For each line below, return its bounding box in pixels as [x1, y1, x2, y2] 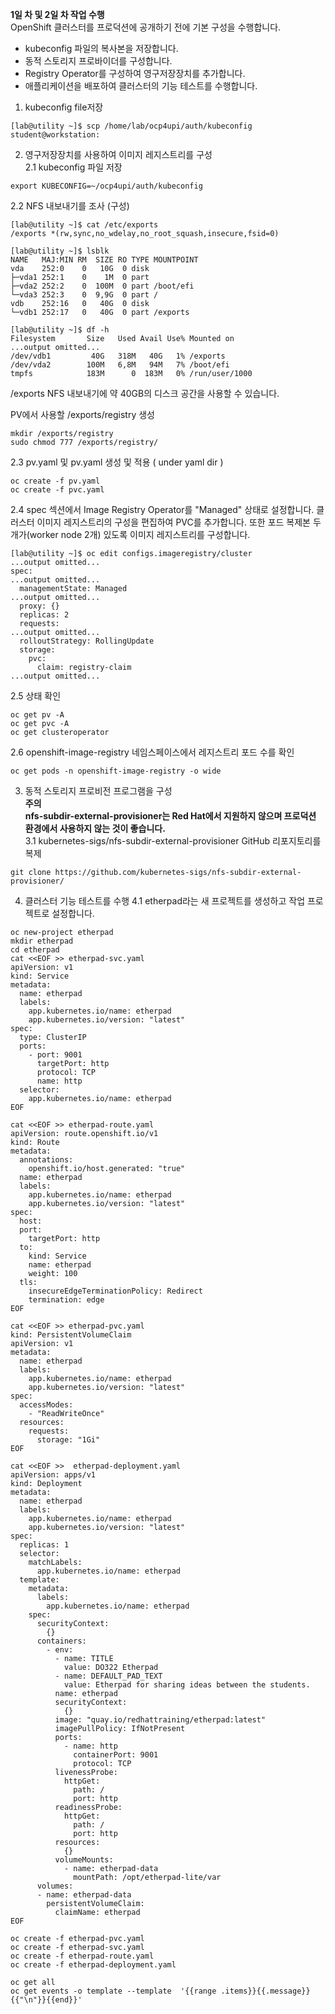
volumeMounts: [54, 1855, 114, 1865]
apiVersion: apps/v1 [10, 1470, 97, 1480]
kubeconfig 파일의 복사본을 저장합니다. [24, 43, 179, 54]
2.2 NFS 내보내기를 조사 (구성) [10, 200, 130, 212]
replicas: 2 [19, 610, 70, 620]
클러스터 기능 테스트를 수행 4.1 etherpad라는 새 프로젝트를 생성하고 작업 [24, 895, 306, 907]
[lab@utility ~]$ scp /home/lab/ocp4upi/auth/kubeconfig [10, 121, 253, 131]
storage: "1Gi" [36, 1435, 101, 1445]
